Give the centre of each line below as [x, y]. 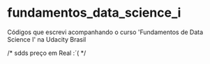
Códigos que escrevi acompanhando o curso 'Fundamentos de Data [105, 32]
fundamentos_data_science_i [94, 13]
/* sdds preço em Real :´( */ [47, 53]
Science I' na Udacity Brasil [47, 39]
